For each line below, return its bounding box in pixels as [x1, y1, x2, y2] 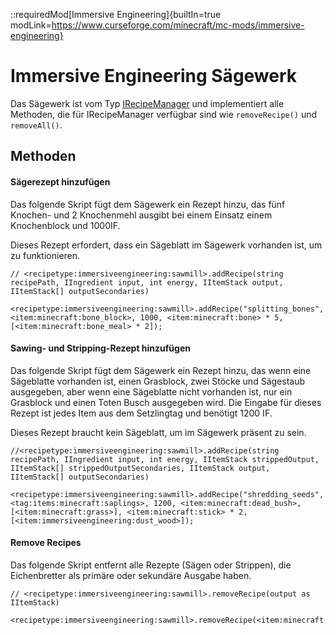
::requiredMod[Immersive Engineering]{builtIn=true [10, 9, 222, 20]
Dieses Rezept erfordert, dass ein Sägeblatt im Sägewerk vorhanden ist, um [10, 239, 323, 251]
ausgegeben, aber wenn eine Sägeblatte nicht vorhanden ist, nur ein [10, 385, 293, 398]
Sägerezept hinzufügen [10, 175, 111, 188]
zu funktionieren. [10, 249, 81, 261]
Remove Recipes [10, 537, 82, 549]
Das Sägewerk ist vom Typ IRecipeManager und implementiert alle [10, 97, 285, 109]
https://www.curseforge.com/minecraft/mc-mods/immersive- [51, 19, 305, 31]
